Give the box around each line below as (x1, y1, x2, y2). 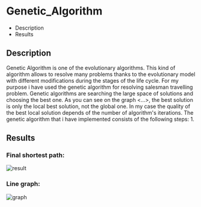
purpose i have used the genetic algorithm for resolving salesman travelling (6, 83, 193, 91)
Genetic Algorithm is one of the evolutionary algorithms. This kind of (6, 64, 176, 71)
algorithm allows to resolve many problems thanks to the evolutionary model (6, 71, 196, 78)
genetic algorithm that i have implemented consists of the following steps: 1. (6, 115, 194, 123)
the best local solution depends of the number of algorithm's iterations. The (6, 109, 194, 116)
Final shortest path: (6, 151, 65, 159)
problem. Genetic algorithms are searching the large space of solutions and (6, 89, 194, 97)
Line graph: (6, 180, 40, 188)
